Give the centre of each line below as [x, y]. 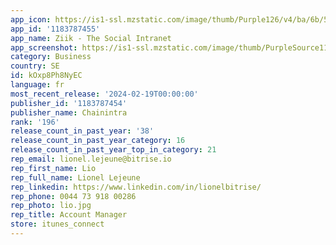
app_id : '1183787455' [55, 29]
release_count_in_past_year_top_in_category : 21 [113, 150]
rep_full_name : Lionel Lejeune [75, 177]
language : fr [37, 85]
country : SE [35, 66]
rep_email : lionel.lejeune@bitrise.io [91, 159]
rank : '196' [35, 122]
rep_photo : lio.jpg [51, 206]
